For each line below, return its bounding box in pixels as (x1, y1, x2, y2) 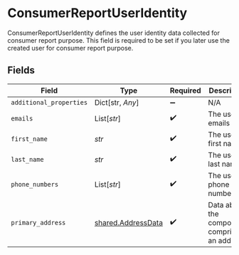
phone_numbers (11, 180, 59, 188)
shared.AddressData (94, 217, 164, 227)
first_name (11, 135, 48, 143)
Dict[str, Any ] (94, 98, 139, 108)
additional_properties (11, 98, 87, 106)
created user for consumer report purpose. (7, 43, 134, 52)
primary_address (11, 219, 66, 227)
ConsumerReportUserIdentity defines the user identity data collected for (7, 28, 221, 37)
